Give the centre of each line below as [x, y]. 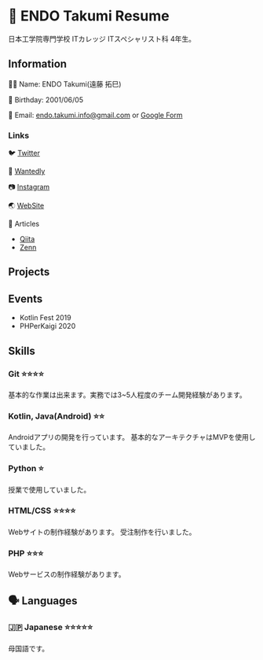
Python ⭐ [26, 469]
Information [38, 64]
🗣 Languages [43, 601]
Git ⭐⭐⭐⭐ [26, 374]
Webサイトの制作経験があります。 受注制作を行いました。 [102, 532]
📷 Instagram [29, 187]
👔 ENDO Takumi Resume [89, 16]
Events [26, 299]
